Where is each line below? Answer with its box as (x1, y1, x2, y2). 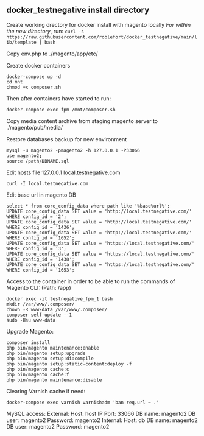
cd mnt (6, 79, 23, 85)
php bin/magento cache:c (6, 366, 69, 372)
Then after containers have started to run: (6, 94, 111, 102)
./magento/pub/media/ (6, 124, 63, 131)
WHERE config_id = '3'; (6, 245, 67, 251)
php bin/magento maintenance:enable (6, 345, 99, 351)
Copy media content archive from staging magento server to (6, 117, 158, 124)
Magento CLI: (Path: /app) (6, 284, 71, 291)
